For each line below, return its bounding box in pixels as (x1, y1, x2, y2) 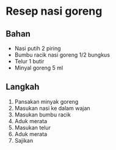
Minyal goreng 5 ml (14, 64, 63, 71)
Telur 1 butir (14, 58, 45, 65)
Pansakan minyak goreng (14, 98, 79, 105)
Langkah (5, 82, 40, 92)
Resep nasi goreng (5, 4, 103, 18)
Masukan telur (14, 124, 51, 131)
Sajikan (14, 137, 34, 144)
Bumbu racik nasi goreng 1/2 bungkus (14, 51, 111, 59)
